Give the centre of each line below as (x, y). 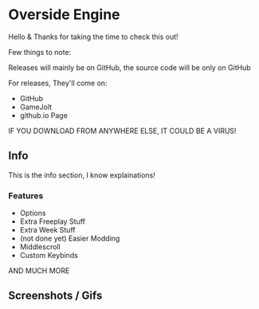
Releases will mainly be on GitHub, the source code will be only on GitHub (129, 67)
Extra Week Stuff (47, 230)
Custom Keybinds (49, 256)
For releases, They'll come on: (58, 83)
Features (26, 195)
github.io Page (43, 115)
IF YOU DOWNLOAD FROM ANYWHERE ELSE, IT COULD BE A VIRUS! (122, 131)
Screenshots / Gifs (55, 296)
